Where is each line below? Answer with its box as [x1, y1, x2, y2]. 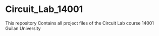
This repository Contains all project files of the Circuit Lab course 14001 [5, 20, 154, 26]
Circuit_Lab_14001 [5, 3, 83, 15]
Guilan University [5, 25, 41, 31]
